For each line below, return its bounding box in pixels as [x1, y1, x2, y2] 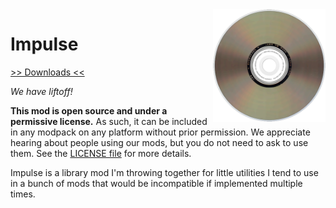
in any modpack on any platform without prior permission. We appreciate [10, 126, 311, 138]
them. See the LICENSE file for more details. [10, 147, 192, 159]
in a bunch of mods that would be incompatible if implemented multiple [10, 177, 303, 189]
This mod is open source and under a [10, 104, 168, 117]
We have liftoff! [10, 85, 73, 97]
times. [10, 188, 36, 200]
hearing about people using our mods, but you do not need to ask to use [10, 136, 309, 148]
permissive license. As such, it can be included [10, 115, 208, 127]
